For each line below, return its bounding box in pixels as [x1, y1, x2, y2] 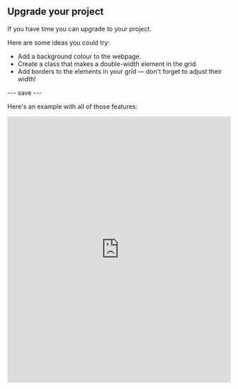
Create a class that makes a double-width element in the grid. [17, 60, 198, 68]
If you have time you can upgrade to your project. [7, 24, 152, 33]
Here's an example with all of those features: [7, 102, 138, 111]
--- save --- [7, 88, 42, 97]
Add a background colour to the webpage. [17, 52, 142, 60]
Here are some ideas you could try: [7, 38, 110, 47]
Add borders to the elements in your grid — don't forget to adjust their [17, 67, 222, 75]
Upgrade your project [7, 6, 104, 18]
